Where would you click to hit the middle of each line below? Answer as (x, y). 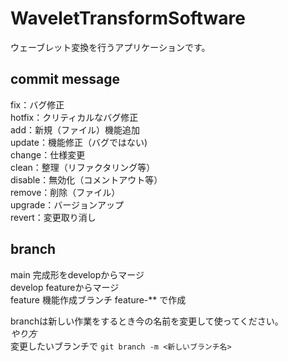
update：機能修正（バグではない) (79, 142)
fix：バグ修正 (37, 104)
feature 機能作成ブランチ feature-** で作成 (98, 299)
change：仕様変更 (48, 154)
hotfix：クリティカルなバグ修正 (74, 117)
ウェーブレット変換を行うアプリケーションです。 (110, 47)
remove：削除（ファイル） (65, 192)
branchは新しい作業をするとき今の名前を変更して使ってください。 (147, 321)
